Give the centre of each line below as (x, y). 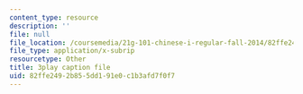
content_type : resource (54, 17)
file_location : (38, 43)
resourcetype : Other (48, 59)
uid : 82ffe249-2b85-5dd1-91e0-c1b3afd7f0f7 (92, 76)
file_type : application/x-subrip (72, 51)
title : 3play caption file (60, 68)
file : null (30, 34)
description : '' (40, 26)
